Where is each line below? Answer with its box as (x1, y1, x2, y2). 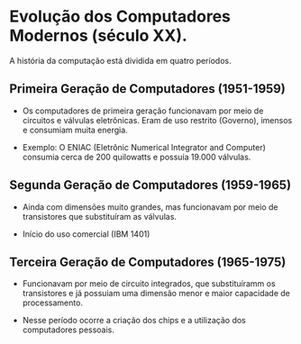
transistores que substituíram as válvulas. (22, 211, 178, 222)
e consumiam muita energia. (22, 124, 128, 135)
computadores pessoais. (22, 324, 115, 335)
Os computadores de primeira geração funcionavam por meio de (22, 105, 264, 116)
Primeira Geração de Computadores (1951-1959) (9, 81, 286, 96)
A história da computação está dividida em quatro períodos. (9, 55, 232, 66)
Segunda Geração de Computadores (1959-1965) (9, 177, 291, 193)
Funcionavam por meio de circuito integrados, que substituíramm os (22, 278, 277, 289)
